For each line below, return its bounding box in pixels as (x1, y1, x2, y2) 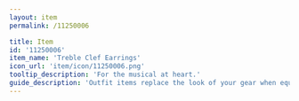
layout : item (9, 12, 58, 22)
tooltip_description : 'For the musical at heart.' (9, 70, 201, 80)
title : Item (9, 37, 53, 46)
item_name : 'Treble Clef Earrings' (9, 54, 141, 63)
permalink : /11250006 (9, 21, 90, 30)
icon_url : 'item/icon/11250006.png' (9, 62, 145, 71)
